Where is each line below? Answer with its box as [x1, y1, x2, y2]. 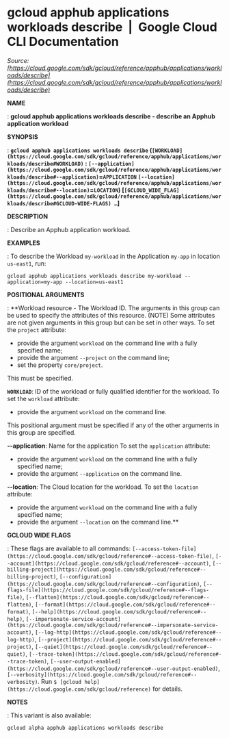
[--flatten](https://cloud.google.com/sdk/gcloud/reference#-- [25, 594, 210, 600]
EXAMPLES [7, 238, 40, 247]
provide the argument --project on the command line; [16, 353, 170, 361]
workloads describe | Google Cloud [7, 19, 217, 35]
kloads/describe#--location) [7, 187, 90, 194]
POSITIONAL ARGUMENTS [7, 290, 85, 298]
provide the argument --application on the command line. [16, 469, 183, 477]
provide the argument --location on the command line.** [16, 518, 179, 526]
